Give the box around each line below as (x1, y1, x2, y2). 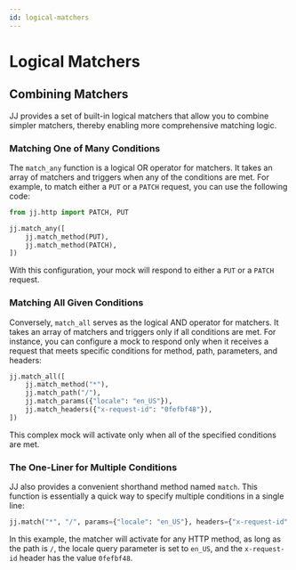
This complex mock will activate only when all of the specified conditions (9, 429, 277, 440)
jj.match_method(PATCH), (25, 240, 117, 249)
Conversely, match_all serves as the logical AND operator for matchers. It (9, 317, 279, 328)
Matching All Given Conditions (9, 297, 144, 309)
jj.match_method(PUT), (25, 232, 109, 241)
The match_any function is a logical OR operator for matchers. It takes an (9, 162, 273, 173)
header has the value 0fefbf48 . (19, 553, 133, 564)
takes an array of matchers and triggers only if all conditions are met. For (9, 326, 276, 337)
